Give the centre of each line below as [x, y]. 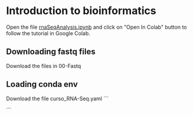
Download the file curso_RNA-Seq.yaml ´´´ [58, 99]
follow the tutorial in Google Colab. [48, 33]
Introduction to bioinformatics [81, 11]
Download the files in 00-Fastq [44, 66]
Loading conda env [42, 84]
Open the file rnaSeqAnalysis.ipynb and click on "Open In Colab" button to [97, 27]
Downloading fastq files [51, 52]
